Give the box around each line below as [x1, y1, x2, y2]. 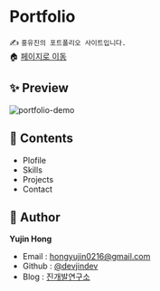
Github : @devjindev [22, 260, 99, 272]
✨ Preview [9, 80, 70, 96]
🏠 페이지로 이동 [9, 51, 68, 61]
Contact [22, 183, 52, 194]
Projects [22, 174, 54, 184]
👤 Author [9, 210, 61, 225]
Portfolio [9, 6, 76, 27]
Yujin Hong [9, 233, 52, 245]
